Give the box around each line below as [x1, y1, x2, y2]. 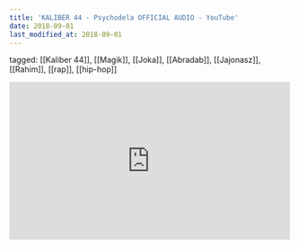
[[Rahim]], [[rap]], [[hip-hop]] [9, 64, 118, 75]
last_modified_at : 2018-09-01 [9, 30, 123, 39]
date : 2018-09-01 [9, 22, 74, 31]
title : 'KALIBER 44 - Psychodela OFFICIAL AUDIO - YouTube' [9, 13, 240, 22]
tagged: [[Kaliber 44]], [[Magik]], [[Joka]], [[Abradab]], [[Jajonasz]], [9, 55, 261, 66]
